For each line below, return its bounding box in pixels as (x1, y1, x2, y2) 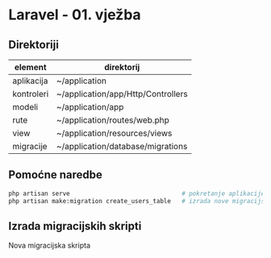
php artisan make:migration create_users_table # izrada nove (8, 197, 229, 205)
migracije (12, 141, 48, 152)
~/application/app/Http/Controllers (56, 89, 188, 99)
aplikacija (12, 75, 48, 86)
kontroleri (12, 89, 49, 99)
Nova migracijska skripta (8, 240, 91, 251)
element (14, 62, 47, 73)
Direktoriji (8, 38, 59, 52)
